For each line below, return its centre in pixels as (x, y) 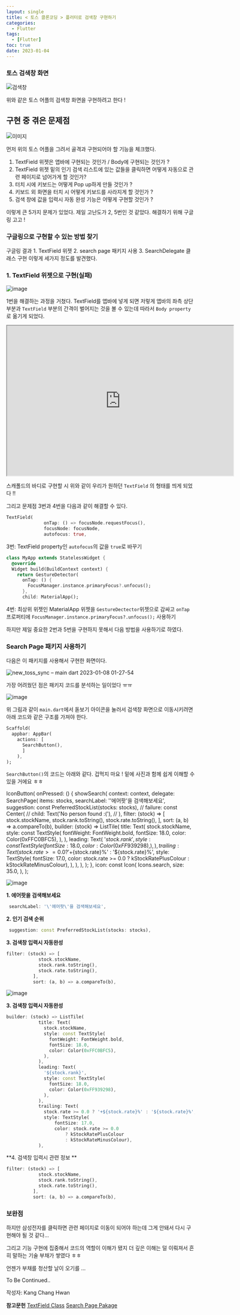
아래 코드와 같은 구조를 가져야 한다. (47, 717)
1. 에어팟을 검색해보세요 (34, 895)
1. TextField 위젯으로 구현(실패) (49, 276)
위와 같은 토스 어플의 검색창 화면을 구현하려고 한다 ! (66, 100)
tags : (13, 34)
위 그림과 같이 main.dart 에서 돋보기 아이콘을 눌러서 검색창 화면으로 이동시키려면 (100, 710)
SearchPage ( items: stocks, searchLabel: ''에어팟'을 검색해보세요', (86, 801)
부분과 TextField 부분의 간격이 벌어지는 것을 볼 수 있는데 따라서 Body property (99, 309)
